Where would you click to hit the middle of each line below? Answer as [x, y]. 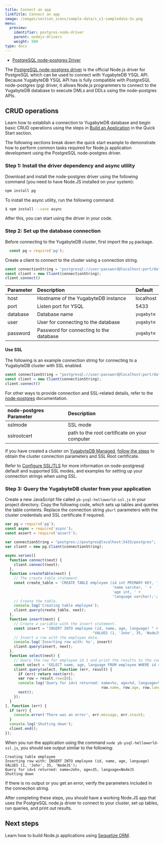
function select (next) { [35, 656]
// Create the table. [36, 601]
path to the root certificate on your [107, 433]
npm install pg [20, 191]
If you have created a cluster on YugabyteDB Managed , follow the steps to [80, 451]
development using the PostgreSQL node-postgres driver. [63, 153]
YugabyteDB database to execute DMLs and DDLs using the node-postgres [81, 90]
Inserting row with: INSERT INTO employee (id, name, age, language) [77, 761]
